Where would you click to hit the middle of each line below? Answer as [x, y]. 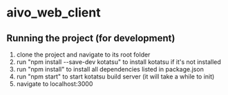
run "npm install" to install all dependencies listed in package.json [110, 69]
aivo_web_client [54, 13]
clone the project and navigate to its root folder [83, 54]
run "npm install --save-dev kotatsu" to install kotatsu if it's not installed [119, 62]
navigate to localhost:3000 [55, 84]
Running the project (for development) [91, 38]
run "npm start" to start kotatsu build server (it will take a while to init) [115, 76]
